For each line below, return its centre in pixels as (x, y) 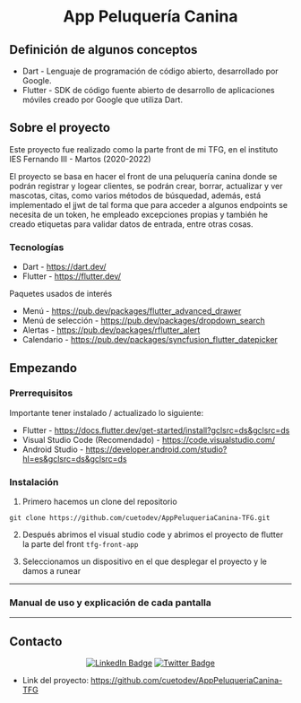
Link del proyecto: (56, 681)
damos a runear (52, 571)
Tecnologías (37, 247)
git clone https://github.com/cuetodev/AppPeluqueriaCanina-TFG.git (140, 518)
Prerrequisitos (41, 394)
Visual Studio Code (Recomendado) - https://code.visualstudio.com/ (149, 439)
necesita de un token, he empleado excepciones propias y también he (139, 214)
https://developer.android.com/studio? (156, 449)
